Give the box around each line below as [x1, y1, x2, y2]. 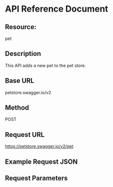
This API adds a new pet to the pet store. [5, 62, 86, 68]
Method [5, 103, 29, 112]
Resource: [5, 23, 37, 31]
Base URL [5, 77, 35, 85]
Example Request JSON [5, 157, 78, 166]
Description [5, 50, 41, 58]
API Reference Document [5, 3, 109, 15]
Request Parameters [5, 174, 68, 183]
